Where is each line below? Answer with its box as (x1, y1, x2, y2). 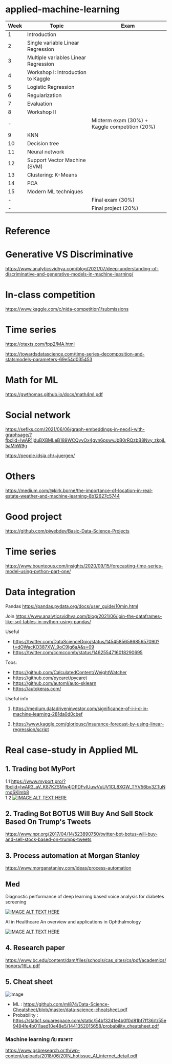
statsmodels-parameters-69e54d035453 (5, 356, 93, 362)
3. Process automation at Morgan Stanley (5, 851, 140, 860)
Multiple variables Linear (27, 54, 87, 61)
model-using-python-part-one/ (5, 568, 71, 574)
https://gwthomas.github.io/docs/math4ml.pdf (5, 391, 103, 397)
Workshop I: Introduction (27, 68, 87, 75)
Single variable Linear (27, 39, 79, 46)
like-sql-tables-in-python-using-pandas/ (5, 618, 91, 624)
